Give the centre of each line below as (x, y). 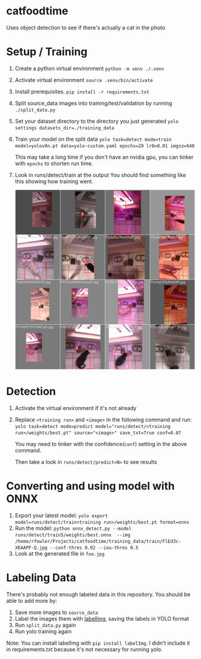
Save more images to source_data (57, 612)
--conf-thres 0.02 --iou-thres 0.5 (94, 548)
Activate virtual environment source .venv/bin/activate (84, 80)
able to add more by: (32, 600)
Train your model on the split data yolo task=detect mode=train (93, 139)
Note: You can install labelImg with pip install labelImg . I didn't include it (98, 643)
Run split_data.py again (45, 625)
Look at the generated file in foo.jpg (60, 553)
